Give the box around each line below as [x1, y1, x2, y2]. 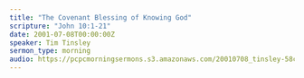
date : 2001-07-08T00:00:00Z [9, 30, 116, 39]
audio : [9, 55, 34, 64]
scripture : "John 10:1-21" [9, 22, 111, 30]
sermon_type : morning [9, 47, 91, 56]
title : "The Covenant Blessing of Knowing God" [9, 13, 193, 22]
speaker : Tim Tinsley [9, 38, 91, 48]
